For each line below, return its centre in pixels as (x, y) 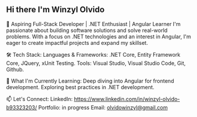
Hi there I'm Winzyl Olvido (55, 10)
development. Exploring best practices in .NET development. (80, 87)
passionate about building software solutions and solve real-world (87, 30)
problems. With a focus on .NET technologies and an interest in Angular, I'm (99, 36)
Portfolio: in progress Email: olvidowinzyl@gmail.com (103, 107)
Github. (15, 69)
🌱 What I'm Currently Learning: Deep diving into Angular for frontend (90, 81)
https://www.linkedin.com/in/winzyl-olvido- (127, 99)
